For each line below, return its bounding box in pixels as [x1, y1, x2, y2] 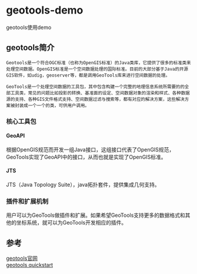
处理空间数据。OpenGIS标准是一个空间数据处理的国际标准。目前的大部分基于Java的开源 [6, 66, 188, 72]
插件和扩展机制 [6, 197, 49, 205]
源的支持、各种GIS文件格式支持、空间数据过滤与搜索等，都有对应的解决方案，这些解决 [6, 96, 185, 102]
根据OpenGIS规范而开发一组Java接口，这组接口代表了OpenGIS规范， [6, 146, 175, 153]
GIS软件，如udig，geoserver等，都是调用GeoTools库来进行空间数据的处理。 [6, 72, 171, 78]
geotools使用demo [6, 24, 52, 31]
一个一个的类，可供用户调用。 [28, 103, 89, 108]
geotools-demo [6, 4, 84, 17]
